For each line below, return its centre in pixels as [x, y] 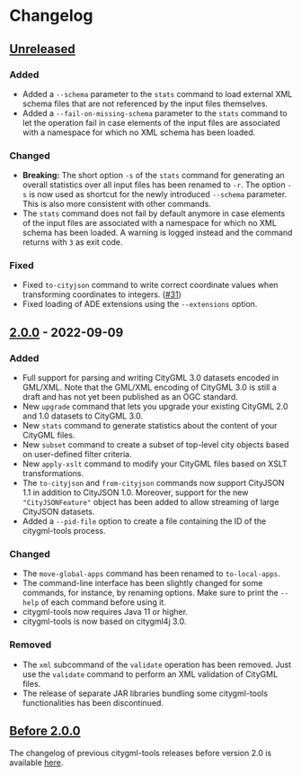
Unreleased [43, 49]
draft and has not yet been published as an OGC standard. [130, 397]
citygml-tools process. [64, 531]
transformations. [53, 474]
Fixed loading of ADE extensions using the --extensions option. [140, 304]
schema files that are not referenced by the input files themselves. [145, 104]
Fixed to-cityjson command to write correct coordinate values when [150, 285]
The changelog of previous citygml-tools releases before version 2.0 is [141, 753]
